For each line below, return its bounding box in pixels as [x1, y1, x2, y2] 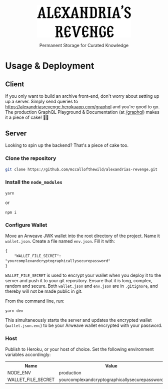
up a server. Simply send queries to [5, 98, 78, 105]
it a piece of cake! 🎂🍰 [5, 114, 49, 120]
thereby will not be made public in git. [5, 288, 82, 294]
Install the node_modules [5, 178, 62, 185]
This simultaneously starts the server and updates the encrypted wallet [5, 317, 152, 323]
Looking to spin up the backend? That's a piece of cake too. [5, 142, 129, 148]
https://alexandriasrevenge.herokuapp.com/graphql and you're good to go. [5, 104, 160, 110]
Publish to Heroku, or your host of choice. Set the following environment [5, 346, 154, 352]
